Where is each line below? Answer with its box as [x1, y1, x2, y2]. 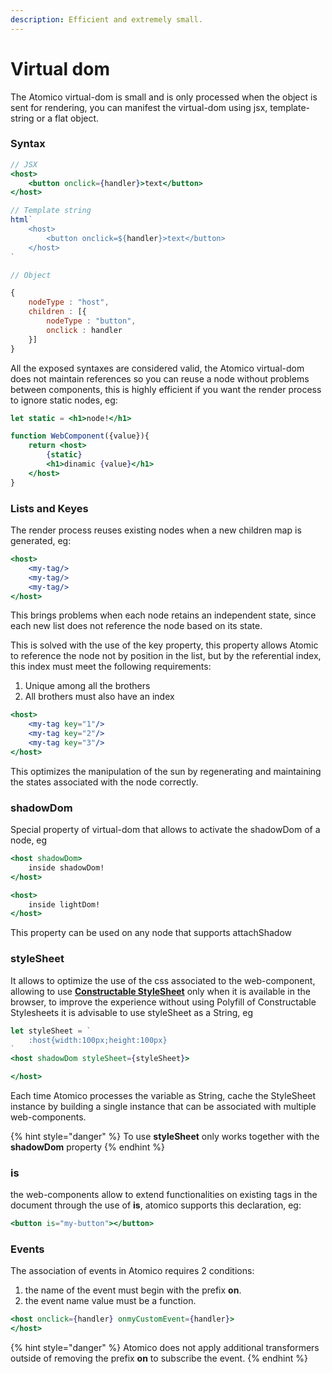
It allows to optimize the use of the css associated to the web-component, [10, 974, 316, 986]
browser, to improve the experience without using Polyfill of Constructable [10, 996, 317, 1008]
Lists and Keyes [10, 501, 89, 515]
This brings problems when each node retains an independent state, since [10, 609, 317, 621]
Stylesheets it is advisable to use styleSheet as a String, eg [10, 1006, 254, 1018]
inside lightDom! [28, 899, 101, 910]
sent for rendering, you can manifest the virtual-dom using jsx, [10, 101, 268, 113]
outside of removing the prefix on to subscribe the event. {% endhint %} [10, 1352, 308, 1365]
